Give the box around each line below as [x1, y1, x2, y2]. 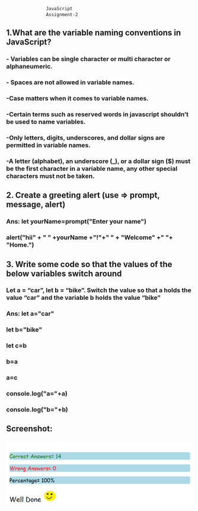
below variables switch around [6, 268, 122, 278]
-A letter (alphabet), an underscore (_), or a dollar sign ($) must [6, 157, 191, 165]
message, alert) [6, 199, 66, 210]
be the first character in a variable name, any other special [6, 164, 178, 173]
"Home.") [6, 241, 34, 249]
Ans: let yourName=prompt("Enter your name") [6, 217, 147, 225]
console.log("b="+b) [6, 405, 68, 413]
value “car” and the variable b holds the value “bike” [6, 294, 161, 302]
